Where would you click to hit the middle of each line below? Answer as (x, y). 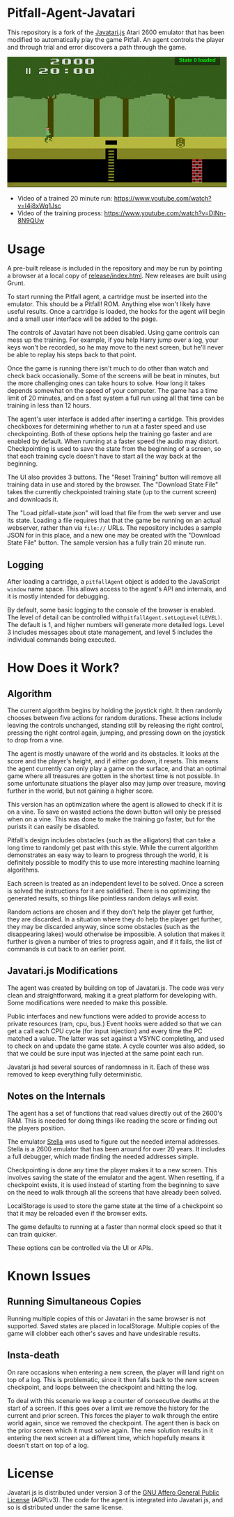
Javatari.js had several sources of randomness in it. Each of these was (109, 1067)
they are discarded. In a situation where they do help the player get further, (115, 919)
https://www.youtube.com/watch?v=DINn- (165, 213)
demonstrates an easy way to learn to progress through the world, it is (108, 855)
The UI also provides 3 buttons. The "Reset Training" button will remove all (114, 477)
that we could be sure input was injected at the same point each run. (106, 1053)
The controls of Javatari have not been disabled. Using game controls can (114, 333)
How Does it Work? (63, 668)
